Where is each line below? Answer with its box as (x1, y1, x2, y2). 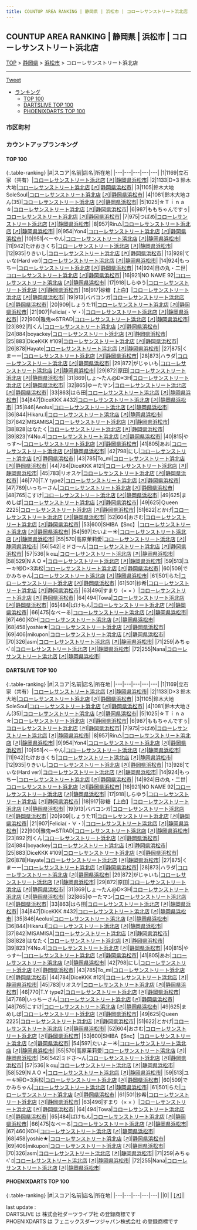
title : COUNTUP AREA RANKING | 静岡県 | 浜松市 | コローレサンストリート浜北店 (6, 8, 188, 15)
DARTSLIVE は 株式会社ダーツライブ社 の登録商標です (6, 1210, 136, 1217)
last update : (6, 1203, 36, 1211)
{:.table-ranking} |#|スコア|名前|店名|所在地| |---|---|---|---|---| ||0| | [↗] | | (6, 1191, 185, 1199)
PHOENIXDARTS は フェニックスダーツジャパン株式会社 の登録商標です (6, 1218, 179, 1225)
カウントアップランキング (6, 141, 78, 149)
